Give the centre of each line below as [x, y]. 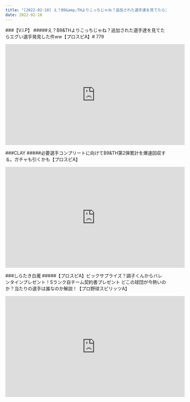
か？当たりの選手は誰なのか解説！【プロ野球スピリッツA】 [67, 288]
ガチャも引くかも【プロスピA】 [47, 159]
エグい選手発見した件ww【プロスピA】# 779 [57, 36]
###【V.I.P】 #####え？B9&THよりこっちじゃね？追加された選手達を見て [83, 30]
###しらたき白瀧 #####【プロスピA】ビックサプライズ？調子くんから [79, 275]
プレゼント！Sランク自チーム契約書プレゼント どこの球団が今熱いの [94, 282]
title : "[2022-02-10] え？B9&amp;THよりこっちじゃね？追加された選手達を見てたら [85, 10]
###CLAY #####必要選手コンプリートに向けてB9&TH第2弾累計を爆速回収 [83, 153]
